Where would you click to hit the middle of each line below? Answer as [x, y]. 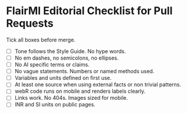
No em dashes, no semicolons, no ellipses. [67, 58]
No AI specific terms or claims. [52, 65]
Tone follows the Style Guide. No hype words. [70, 51]
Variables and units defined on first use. [63, 78]
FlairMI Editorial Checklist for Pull [89, 11]
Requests [30, 23]
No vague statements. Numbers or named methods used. [84, 71]
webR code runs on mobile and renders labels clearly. [80, 91]
